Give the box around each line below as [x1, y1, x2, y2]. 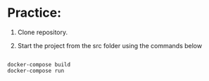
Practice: [7, 5, 62, 21]
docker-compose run [7, 67, 65, 74]
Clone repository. [17, 28, 68, 36]
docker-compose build [7, 61, 71, 68]
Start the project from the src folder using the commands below [17, 41, 203, 50]
